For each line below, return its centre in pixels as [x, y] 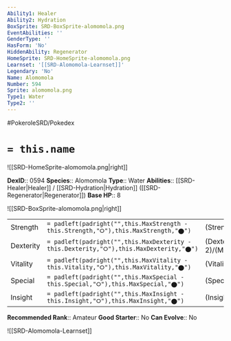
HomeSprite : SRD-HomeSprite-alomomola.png [69, 59]
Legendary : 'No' [30, 71]
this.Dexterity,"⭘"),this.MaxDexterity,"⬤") [123, 249]
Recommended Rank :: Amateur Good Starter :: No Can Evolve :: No [102, 317]
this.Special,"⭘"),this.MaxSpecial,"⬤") [115, 284]
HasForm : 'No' [27, 45]
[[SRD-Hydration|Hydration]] [97, 187]
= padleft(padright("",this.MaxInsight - [115, 294]
